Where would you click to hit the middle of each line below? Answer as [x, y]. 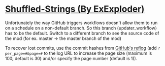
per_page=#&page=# [24, 53]
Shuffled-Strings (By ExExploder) [75, 9]
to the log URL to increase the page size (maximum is [98, 53]
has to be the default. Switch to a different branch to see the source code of [82, 33]
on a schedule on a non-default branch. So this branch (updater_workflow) [81, 28]
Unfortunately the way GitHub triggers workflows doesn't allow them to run [81, 23]
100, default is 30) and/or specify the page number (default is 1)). [71, 58]
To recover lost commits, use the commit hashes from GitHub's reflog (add [81, 48]
